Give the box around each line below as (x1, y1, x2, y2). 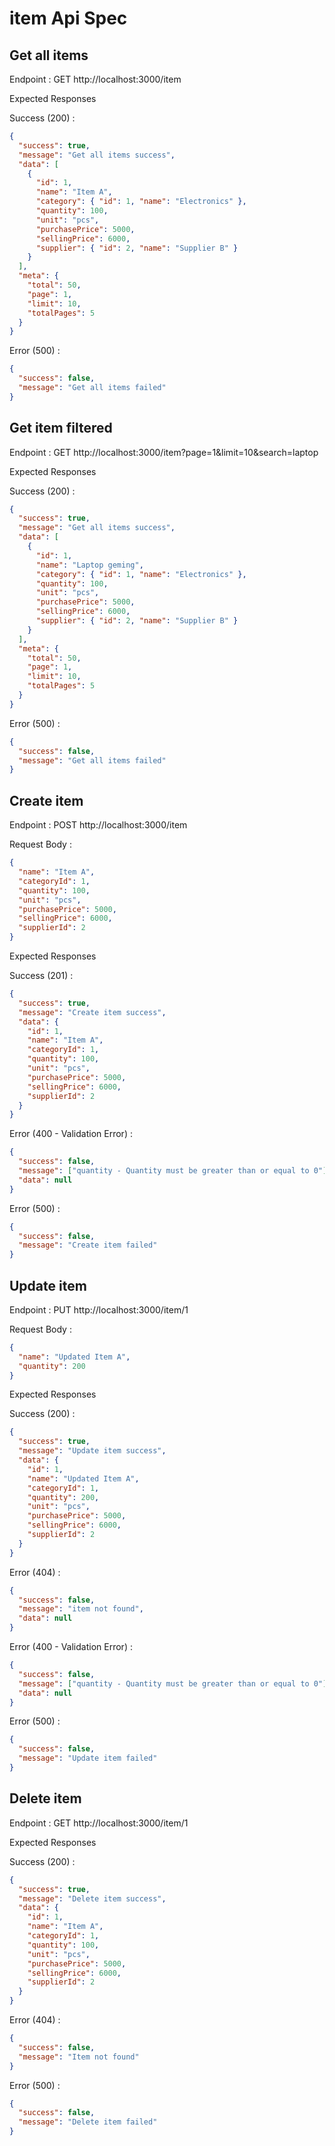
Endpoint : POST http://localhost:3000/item (9, 819, 188, 831)
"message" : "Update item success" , (18, 1446, 167, 1456)
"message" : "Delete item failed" (18, 2117, 158, 2127)
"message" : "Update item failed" (18, 1753, 158, 1764)
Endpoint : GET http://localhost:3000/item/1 (9, 1817, 189, 1829)
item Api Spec (9, 7, 128, 30)
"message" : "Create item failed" (18, 1240, 158, 1251)
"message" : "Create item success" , (18, 1007, 167, 1017)
